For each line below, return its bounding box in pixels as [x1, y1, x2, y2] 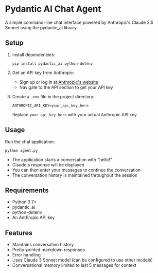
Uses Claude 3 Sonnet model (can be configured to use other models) [12, 257, 153, 263]
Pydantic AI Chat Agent [5, 3, 101, 15]
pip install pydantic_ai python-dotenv [12, 61, 93, 66]
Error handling [12, 252, 41, 258]
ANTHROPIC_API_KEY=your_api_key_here [12, 103, 89, 108]
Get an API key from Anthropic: [12, 70, 74, 75]
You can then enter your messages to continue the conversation [12, 167, 141, 173]
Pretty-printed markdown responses [12, 247, 85, 253]
